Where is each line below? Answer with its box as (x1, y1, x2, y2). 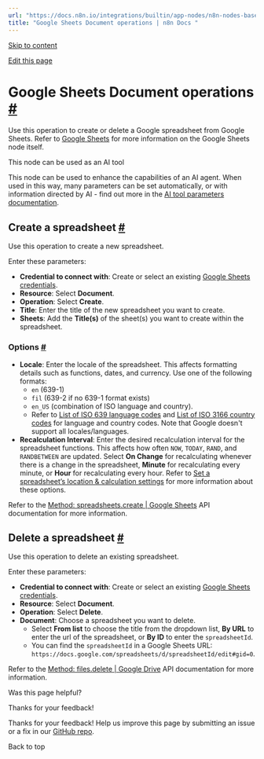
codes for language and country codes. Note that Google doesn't (31, 418, 243, 427)
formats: (19, 376, 47, 386)
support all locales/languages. (31, 426, 130, 436)
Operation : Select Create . (19, 297, 104, 306)
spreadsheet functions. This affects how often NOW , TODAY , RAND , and (19, 443, 237, 453)
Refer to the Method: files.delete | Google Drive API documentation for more (8, 665, 254, 674)
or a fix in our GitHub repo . (8, 727, 94, 736)
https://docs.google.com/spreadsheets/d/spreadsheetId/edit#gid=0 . (31, 649, 255, 658)
